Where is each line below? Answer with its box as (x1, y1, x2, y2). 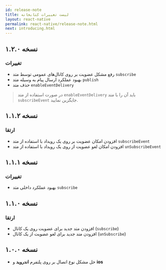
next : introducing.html (5, 26, 56, 31)
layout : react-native (5, 17, 51, 22)
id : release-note (5, 7, 42, 13)
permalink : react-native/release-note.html (5, 21, 98, 27)
